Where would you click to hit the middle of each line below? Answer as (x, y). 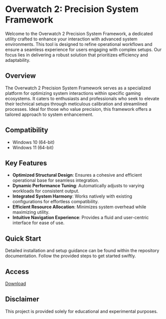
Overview (21, 76)
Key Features (26, 163)
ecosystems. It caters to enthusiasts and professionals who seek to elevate (82, 98)
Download (16, 284)
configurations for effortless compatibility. (55, 202)
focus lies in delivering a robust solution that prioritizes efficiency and (77, 55)
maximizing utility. (31, 212)
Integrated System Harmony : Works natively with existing (72, 196)
